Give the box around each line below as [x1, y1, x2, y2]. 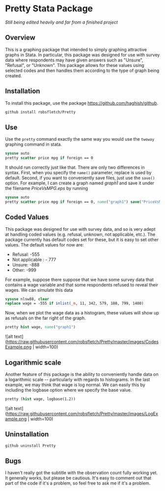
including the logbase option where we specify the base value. [5, 387, 132, 393]
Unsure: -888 [12, 262, 40, 268]
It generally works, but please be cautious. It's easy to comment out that [5, 475, 152, 481]
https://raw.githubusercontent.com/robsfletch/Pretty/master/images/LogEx [6, 410, 158, 416]
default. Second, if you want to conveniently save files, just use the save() [5, 175, 155, 181]
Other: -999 [12, 267, 37, 273]
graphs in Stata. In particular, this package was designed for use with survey [5, 52, 160, 58]
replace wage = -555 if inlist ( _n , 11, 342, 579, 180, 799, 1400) [5, 301, 144, 306]
